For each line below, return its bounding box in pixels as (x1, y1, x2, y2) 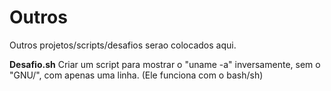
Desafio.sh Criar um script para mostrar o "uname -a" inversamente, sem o (9, 58, 321, 70)
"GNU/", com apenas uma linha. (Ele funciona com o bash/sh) (9, 69, 264, 81)
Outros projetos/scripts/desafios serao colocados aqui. (9, 39, 237, 51)
